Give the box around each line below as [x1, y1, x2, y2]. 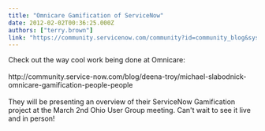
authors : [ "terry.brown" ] [8, 26, 93, 34]
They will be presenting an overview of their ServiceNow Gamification [8, 97, 236, 107]
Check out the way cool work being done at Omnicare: [8, 55, 185, 65]
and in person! [8, 114, 55, 123]
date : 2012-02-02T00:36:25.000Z [8, 19, 114, 27]
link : [8, 33, 26, 42]
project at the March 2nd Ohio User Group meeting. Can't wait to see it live [8, 106, 251, 115]
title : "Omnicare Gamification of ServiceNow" [8, 11, 164, 20]
